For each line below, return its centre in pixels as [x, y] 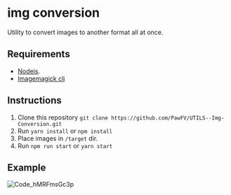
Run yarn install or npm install [65, 131]
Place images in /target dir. [58, 138]
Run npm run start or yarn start [65, 145]
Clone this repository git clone [63, 117]
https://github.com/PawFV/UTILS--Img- [168, 118]
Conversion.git [40, 124]
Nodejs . [29, 71]
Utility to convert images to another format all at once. [85, 32]
